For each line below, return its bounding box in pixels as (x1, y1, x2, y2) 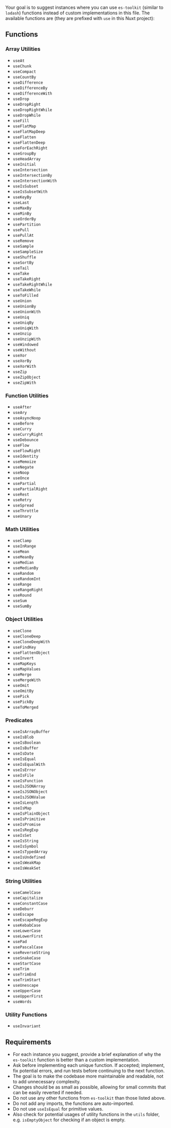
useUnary (12, 514, 32, 519)
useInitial (12, 162, 36, 167)
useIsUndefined (12, 855, 46, 860)
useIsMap (12, 805, 32, 811)
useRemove (12, 238, 34, 243)
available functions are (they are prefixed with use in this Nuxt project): (5, 15, 155, 21)
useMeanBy (12, 555, 34, 560)
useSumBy (12, 604, 32, 609)
